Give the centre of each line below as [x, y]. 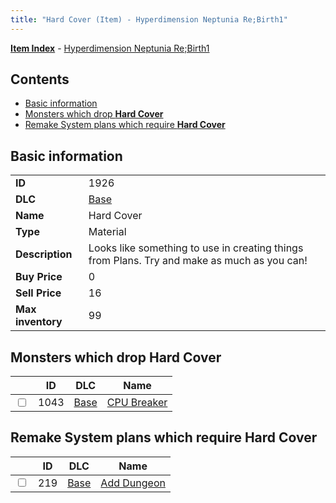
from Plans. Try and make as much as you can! [198, 261]
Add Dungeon [133, 483]
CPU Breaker [137, 403]
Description [44, 254]
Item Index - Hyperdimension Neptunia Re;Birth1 [110, 48]
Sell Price [38, 293]
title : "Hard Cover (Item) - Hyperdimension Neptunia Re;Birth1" [149, 19]
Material [107, 232]
